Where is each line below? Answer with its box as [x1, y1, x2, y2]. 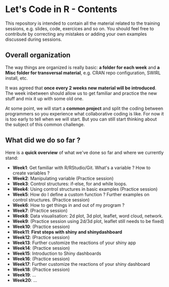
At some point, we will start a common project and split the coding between [5, 105, 163, 111]
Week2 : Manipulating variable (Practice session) [12, 175, 114, 181]
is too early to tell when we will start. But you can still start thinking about [5, 116, 157, 122]
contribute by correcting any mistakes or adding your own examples [5, 31, 147, 37]
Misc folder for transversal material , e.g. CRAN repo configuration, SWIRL [5, 70, 161, 76]
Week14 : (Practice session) [12, 245, 70, 251]
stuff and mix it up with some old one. [5, 95, 84, 101]
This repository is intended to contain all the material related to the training [5, 20, 160, 26]
